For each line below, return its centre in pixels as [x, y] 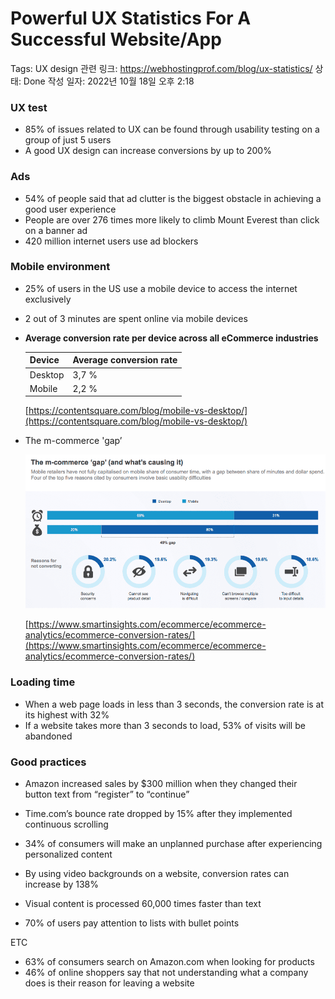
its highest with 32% [67, 714]
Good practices [48, 762]
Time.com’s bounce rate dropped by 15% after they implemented [158, 814]
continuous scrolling [66, 824]
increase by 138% [61, 884]
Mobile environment [60, 267]
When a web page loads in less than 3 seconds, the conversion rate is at [174, 704]
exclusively [48, 299]
